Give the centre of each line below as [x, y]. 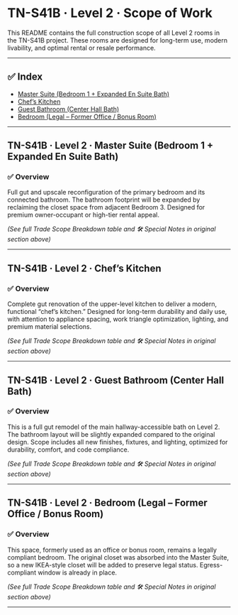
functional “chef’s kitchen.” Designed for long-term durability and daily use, [117, 312]
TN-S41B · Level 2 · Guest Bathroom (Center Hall [116, 380]
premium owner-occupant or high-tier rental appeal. [83, 215]
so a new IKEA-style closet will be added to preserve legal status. [103, 565]
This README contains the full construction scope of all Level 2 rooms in [114, 33]
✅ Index [25, 77]
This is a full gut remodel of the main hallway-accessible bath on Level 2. [114, 427]
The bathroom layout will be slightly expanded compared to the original [111, 434]
